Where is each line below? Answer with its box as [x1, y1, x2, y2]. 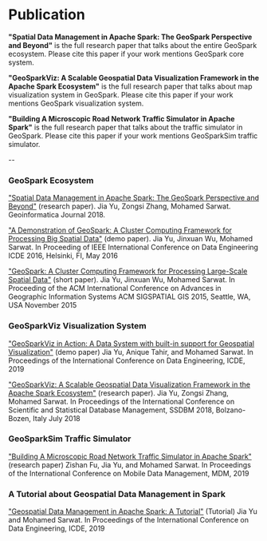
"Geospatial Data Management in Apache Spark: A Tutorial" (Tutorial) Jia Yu [8, 507, 257, 516]
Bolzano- [215, 405, 246, 415]
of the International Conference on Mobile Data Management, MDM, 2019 [8, 468, 249, 478]
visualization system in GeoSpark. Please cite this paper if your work [8, 90, 234, 99]
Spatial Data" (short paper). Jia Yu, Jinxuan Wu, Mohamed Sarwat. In [8, 275, 235, 284]
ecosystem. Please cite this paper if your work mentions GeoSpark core [8, 49, 245, 58]
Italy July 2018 [33, 413, 81, 423]
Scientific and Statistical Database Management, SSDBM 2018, [8, 405, 214, 415]
